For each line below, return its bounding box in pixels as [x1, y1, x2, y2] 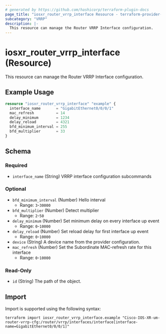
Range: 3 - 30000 [19, 202, 51, 208]
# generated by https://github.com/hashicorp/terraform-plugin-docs [5, 7, 149, 12]
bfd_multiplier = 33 [9, 129, 65, 134]
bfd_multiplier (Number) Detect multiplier [12, 207, 99, 213]
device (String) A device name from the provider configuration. [12, 239, 140, 245]
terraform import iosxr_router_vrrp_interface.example [5, 315, 121, 320]
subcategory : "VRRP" [5, 16, 48, 21]
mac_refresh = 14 [9, 110, 65, 115]
